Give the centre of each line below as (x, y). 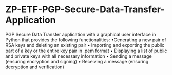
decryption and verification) (35, 67)
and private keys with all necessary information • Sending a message (79, 56)
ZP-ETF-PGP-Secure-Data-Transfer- (85, 9)
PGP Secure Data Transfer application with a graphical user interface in (81, 34)
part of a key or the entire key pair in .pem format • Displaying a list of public (86, 51)
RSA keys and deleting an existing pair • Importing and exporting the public (85, 45)
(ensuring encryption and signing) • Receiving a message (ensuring (77, 61)
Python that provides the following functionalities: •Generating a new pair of (86, 40)
